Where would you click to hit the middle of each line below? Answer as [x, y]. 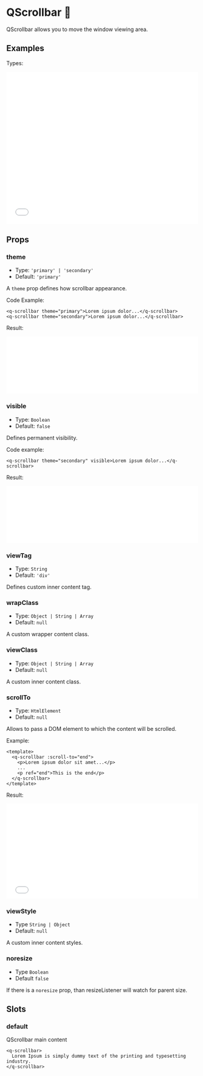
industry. [19, 1061]
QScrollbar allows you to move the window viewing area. [77, 29]
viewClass [22, 650]
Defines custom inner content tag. [49, 587]
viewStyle [21, 911]
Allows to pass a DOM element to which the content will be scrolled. [91, 728]
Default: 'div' [33, 575]
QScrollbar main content [37, 1039]
